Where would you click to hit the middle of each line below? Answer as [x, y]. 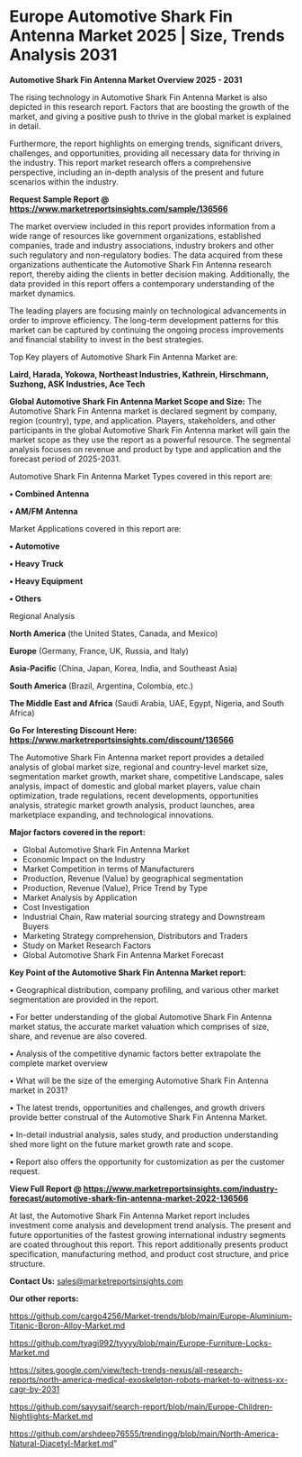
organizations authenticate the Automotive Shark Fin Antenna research [141, 264]
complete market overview [58, 1063]
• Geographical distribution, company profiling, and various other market [144, 989]
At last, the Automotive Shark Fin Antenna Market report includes [129, 1216]
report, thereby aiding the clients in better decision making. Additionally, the [150, 274]
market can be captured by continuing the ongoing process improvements [147, 330]
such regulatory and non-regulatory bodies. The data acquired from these [146, 255]
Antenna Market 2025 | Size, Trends [147, 36]
